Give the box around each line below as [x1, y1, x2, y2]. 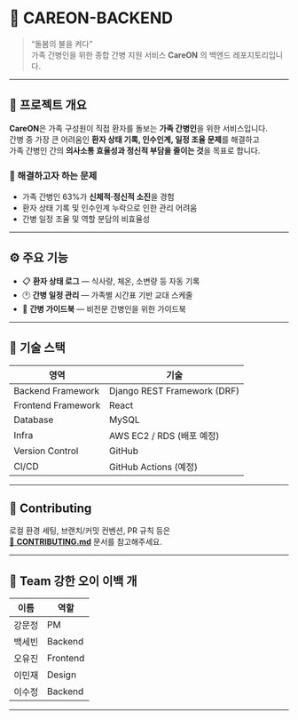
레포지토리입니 [232, 49, 284, 60]
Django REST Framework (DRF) [109, 384, 240, 396]
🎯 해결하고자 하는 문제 [9, 169, 98, 181]
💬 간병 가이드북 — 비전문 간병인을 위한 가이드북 [21, 303, 186, 314]
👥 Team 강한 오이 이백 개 [9, 573, 137, 588]
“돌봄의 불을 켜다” [30, 38, 93, 49]
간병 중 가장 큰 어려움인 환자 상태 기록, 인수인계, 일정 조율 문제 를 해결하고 [9, 133, 260, 145]
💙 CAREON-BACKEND [9, 8, 173, 28]
